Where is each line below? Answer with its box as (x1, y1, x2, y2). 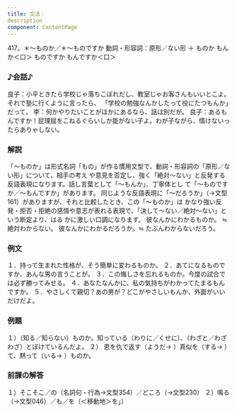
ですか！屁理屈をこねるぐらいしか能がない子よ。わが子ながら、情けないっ (13, 116, 231, 125)
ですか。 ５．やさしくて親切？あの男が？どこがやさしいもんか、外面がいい (7, 288, 226, 296)
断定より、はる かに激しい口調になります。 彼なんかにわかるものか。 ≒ (19, 215, 228, 223)
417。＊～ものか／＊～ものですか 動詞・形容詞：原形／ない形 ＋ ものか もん (7, 44, 229, 52)
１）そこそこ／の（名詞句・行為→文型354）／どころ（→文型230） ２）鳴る (7, 388, 230, 396)
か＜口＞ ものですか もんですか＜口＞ (7, 52, 117, 61)
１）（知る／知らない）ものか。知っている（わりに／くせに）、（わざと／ (7, 333, 215, 342)
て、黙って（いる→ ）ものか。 (7, 351, 96, 360)
